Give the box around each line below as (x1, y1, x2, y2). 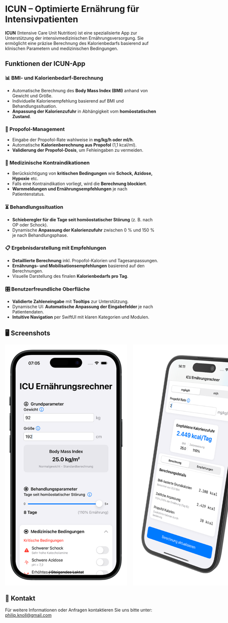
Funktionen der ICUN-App (5, 60, 86, 68)
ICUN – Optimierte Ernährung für (5, 3, 140, 15)
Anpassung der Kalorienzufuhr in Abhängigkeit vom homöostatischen (12, 108, 156, 114)
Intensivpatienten (5, 14, 78, 25)
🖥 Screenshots (5, 329, 50, 337)
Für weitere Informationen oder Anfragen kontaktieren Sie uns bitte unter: (5, 607, 152, 613)
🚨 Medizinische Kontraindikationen (5, 159, 90, 166)
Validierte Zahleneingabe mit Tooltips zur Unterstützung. (12, 299, 129, 305)
